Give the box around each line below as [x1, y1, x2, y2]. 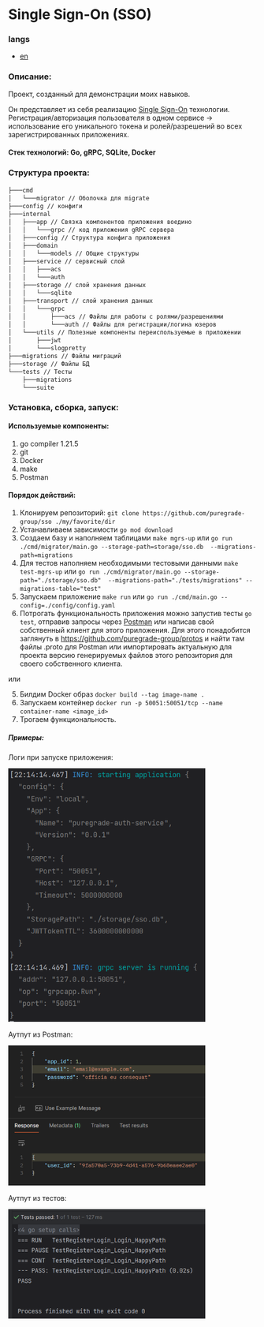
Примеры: [8, 732, 45, 742]
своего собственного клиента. [19, 659, 123, 668]
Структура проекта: [8, 167, 91, 178]
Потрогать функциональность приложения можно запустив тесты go [19, 609, 252, 618]
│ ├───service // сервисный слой [8, 257, 125, 265]
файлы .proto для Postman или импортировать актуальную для [19, 642, 232, 652]
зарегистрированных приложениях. [8, 129, 130, 139]
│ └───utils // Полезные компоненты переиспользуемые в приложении [8, 328, 242, 336]
